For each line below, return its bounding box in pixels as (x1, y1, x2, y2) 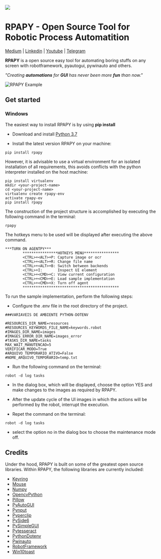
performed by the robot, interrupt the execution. (12, 402, 109, 407)
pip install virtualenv (5, 179, 54, 183)
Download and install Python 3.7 (12, 131, 77, 137)
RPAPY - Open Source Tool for (5, 22, 130, 33)
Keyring (12, 476, 28, 482)
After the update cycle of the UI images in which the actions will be (12, 396, 147, 402)
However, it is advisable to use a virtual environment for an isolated (5, 158, 140, 164)
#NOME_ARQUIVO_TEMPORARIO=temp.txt (5, 355, 78, 360)
